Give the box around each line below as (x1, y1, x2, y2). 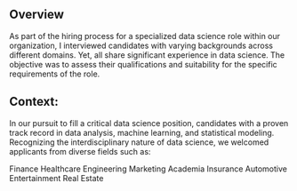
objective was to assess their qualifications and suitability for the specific (9, 59, 277, 69)
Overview (9, 7, 65, 22)
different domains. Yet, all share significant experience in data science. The (9, 49, 285, 60)
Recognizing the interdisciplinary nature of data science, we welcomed (9, 137, 269, 147)
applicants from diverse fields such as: (9, 146, 151, 156)
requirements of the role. (9, 68, 100, 79)
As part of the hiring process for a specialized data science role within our (9, 30, 281, 41)
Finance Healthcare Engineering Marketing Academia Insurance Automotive (9, 163, 287, 174)
